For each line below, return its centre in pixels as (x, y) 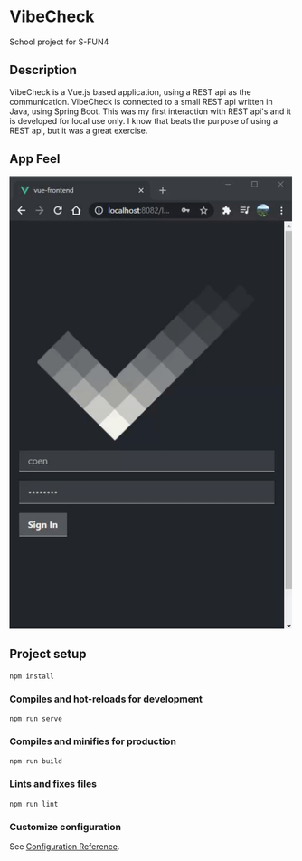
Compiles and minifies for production (93, 741)
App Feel (35, 159)
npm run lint (34, 804)
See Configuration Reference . (65, 846)
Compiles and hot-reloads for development (106, 699)
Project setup (48, 654)
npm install (32, 676)
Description (43, 70)
